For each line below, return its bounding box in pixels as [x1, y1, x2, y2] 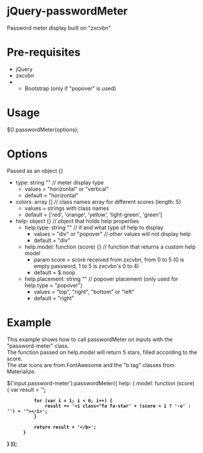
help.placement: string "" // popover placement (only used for [24, 275, 179, 282]
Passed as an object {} [7, 167, 63, 174]
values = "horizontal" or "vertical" [24, 185, 109, 192]
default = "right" [33, 295, 74, 302]
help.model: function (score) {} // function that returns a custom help [24, 243, 196, 250]
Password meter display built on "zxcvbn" [7, 24, 111, 31]
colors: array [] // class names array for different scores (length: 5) [15, 198, 181, 205]
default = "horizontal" [24, 192, 79, 199]
